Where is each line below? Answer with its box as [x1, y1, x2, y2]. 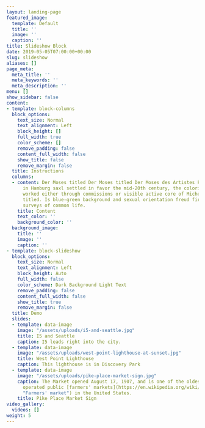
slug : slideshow [6, 54, 48, 61]
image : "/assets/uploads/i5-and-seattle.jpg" [17, 327, 135, 333]
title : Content [17, 208, 56, 214]
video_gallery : [6, 401, 45, 407]
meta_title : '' [12, 72, 51, 78]
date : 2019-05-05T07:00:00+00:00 [6, 49, 92, 55]
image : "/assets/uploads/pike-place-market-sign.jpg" [17, 372, 157, 379]
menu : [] [6, 89, 29, 95]
